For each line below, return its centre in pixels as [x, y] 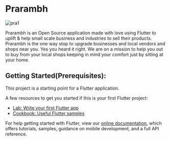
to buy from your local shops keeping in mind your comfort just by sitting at [84, 54]
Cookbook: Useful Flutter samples [48, 113]
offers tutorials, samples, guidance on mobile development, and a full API [82, 128]
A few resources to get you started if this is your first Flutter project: [77, 98]
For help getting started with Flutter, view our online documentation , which [84, 123]
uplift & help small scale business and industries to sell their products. [79, 38]
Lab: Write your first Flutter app [46, 108]
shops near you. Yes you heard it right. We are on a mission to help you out [84, 49]
